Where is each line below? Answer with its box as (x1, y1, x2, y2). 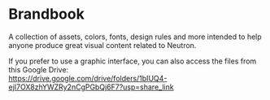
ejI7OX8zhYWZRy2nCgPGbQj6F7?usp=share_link (8, 82, 174, 92)
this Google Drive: (8, 64, 69, 74)
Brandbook (8, 5, 85, 24)
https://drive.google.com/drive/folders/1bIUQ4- (8, 73, 168, 83)
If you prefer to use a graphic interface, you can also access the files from (8, 56, 257, 66)
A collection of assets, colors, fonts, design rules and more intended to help (8, 32, 262, 41)
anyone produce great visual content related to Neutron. (8, 40, 197, 50)
